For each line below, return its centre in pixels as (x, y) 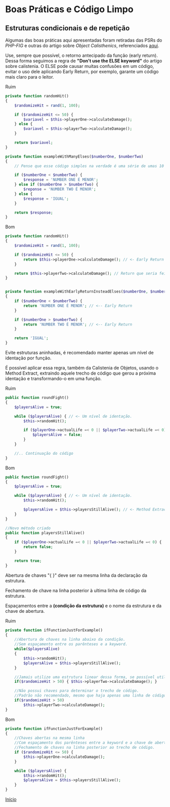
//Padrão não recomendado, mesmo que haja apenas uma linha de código (90, 695)
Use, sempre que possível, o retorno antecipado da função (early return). (81, 55)
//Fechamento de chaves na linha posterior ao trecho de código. (85, 748)
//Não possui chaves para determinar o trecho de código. (77, 691)
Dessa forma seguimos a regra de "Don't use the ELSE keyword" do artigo (84, 61)
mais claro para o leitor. (30, 77)
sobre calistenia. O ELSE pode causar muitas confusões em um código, (80, 66)
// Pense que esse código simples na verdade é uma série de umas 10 (89, 166)
